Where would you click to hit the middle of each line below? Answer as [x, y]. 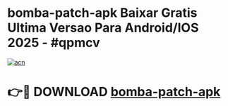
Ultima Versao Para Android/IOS [103, 28]
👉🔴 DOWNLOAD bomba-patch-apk [114, 92]
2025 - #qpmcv [54, 43]
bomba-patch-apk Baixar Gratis [102, 13]
